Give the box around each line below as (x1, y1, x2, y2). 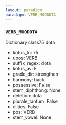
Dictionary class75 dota (5, 39, 55, 45)
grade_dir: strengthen (12, 71, 59, 77)
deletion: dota (12, 92, 42, 98)
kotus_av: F (12, 65, 37, 71)
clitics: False (12, 103, 39, 110)
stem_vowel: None (12, 114, 52, 120)
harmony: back (12, 76, 45, 82)
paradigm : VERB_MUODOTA (5, 12, 56, 17)
